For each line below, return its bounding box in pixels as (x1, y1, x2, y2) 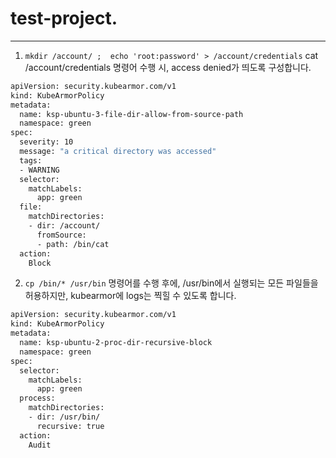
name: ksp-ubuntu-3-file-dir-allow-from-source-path (19, 109, 244, 119)
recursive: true (36, 421, 105, 431)
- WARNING (19, 165, 60, 175)
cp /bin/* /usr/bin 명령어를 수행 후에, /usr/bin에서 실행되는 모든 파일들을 (24, 277, 319, 289)
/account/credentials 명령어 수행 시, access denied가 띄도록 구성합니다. (24, 61, 312, 73)
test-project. (10, 7, 118, 30)
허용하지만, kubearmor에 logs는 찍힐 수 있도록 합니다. (24, 290, 237, 302)
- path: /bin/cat (36, 239, 110, 249)
